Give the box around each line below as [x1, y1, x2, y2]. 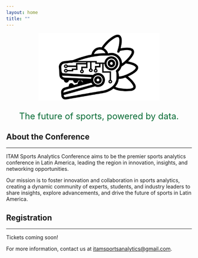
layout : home [6, 9, 38, 15]
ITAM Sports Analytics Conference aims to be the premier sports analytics [6, 153, 186, 160]
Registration [6, 213, 52, 223]
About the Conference [6, 131, 90, 141]
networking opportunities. [6, 166, 69, 173]
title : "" [6, 15, 31, 22]
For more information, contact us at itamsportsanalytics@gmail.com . [6, 245, 173, 253]
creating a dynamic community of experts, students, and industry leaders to [6, 183, 190, 190]
